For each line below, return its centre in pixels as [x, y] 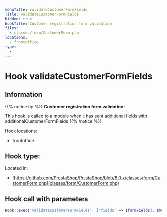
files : [12, 28]
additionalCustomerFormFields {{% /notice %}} [53, 121]
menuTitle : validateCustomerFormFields [46, 10]
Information [24, 94]
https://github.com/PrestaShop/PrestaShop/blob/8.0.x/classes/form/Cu [87, 178]
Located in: [17, 168]
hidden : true [19, 19]
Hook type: [23, 156]
